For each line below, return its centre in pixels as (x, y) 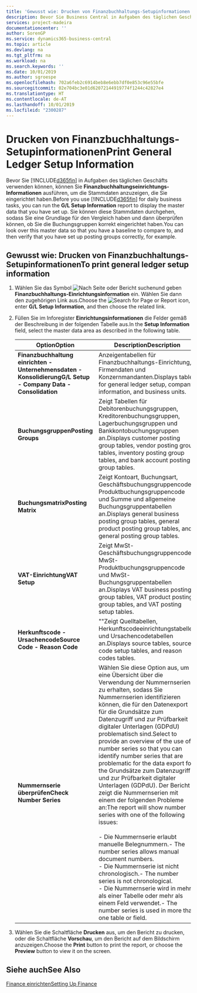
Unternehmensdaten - (50, 370)
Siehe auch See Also (43, 970)
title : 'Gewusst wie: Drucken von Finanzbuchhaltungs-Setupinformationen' (99, 11)
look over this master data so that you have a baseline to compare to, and (95, 231)
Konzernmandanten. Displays (138, 377)
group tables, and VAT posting (140, 605)
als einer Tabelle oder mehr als (141, 896)
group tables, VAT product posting (146, 597)
